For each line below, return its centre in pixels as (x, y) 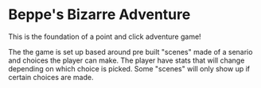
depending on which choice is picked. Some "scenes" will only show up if (129, 68)
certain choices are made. (51, 77)
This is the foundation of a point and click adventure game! (105, 36)
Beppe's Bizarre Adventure (99, 15)
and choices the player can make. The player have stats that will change (127, 60)
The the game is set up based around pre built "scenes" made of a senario (130, 52)
